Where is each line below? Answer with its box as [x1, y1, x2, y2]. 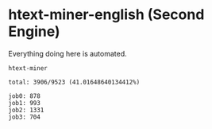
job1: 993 [8, 99, 41, 107]
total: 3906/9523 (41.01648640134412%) [8, 78, 141, 86]
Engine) [8, 22, 61, 41]
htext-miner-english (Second [8, 6, 205, 24]
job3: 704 [8, 113, 41, 121]
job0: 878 [8, 92, 41, 100]
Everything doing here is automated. [8, 49, 127, 58]
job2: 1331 [8, 106, 44, 114]
